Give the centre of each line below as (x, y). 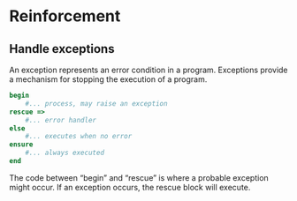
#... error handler (61, 120)
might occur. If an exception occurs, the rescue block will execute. (130, 187)
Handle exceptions (62, 49)
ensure (21, 145)
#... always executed (65, 153)
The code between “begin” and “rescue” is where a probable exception (139, 177)
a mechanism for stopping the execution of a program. (108, 79)
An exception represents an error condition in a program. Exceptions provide (148, 70)
